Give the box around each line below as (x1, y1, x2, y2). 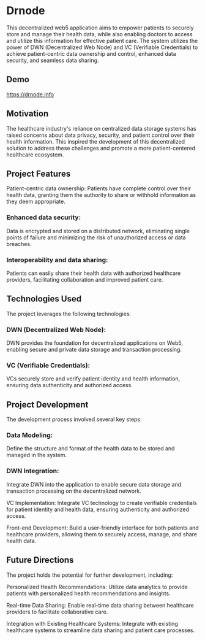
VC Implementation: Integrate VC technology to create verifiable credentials (6, 499, 197, 506)
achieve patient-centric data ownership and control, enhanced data (6, 50, 176, 57)
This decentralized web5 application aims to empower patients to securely (6, 24, 194, 31)
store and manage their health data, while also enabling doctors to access (6, 30, 193, 37)
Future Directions (6, 555, 74, 565)
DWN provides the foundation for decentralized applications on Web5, (6, 339, 184, 347)
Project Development (6, 399, 89, 410)
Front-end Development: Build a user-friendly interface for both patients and (6, 524, 199, 531)
